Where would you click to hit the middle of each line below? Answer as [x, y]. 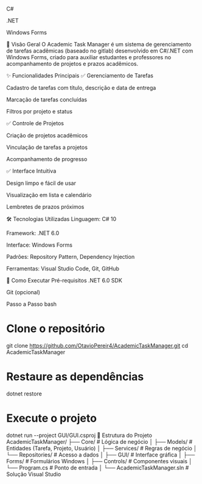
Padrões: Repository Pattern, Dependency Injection [71, 257]
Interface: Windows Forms [40, 245]
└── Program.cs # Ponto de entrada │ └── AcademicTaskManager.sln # [98, 468]
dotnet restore [24, 394]
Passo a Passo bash [31, 304]
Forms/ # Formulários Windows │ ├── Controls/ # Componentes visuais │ [99, 461]
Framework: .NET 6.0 [33, 233]
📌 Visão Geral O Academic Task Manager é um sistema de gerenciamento [99, 44]
